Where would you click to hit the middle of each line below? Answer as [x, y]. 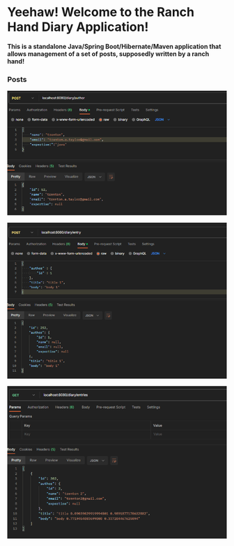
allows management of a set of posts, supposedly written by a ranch [108, 54]
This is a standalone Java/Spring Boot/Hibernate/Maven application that [114, 46]
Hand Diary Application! [78, 27]
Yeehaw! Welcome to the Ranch [101, 12]
